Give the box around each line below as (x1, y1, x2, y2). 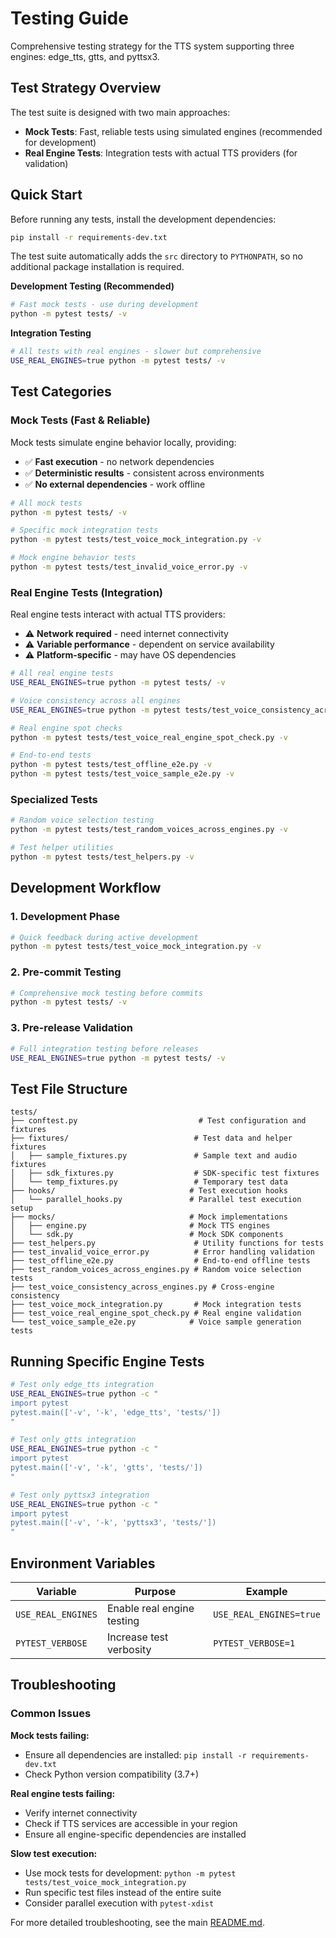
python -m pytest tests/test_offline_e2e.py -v (10, 760, 213, 770)
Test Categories (10, 383, 112, 401)
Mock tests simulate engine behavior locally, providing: (10, 436, 237, 448)
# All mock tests (10, 498, 83, 508)
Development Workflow (10, 880, 162, 897)
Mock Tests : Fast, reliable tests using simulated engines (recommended (24, 125, 323, 137)
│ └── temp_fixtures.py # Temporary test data (10, 1177, 288, 1187)
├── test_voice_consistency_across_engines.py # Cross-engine (10, 1282, 275, 1292)
